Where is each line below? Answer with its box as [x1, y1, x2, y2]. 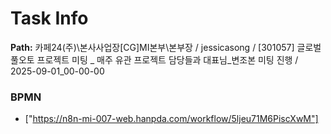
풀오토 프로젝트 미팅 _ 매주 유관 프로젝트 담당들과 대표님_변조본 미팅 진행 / [10, 53, 299, 66]
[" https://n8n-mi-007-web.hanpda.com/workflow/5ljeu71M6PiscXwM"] [24, 113, 319, 125]
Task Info [10, 7, 89, 30]
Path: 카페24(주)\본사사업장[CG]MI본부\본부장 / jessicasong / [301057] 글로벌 [10, 41, 322, 53]
